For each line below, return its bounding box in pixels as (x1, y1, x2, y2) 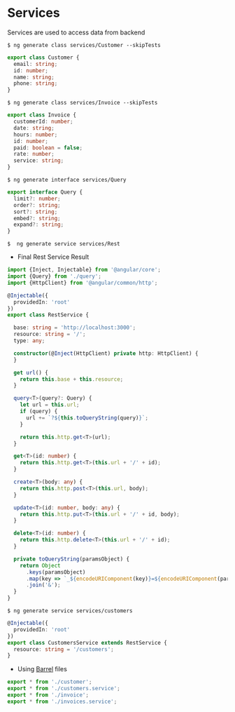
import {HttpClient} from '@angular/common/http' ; (7, 279, 158, 286)
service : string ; (13, 157, 64, 164)
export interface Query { (7, 189, 83, 196)
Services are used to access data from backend (7, 28, 145, 36)
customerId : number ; (13, 118, 73, 126)
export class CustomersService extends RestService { (7, 639, 168, 646)
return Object (20, 562, 61, 569)
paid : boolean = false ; (13, 144, 83, 152)
